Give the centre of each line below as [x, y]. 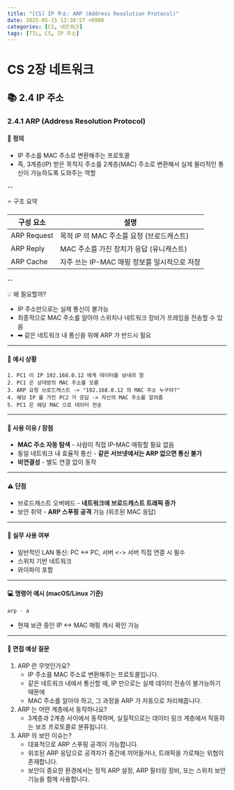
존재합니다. [43, 762]
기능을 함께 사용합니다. [58, 780]
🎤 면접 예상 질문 [29, 649]
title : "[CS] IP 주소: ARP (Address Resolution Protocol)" [93, 14]
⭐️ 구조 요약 [23, 201]
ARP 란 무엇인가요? [44, 666]
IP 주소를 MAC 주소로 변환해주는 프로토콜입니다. [93, 675]
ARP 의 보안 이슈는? [44, 736]
